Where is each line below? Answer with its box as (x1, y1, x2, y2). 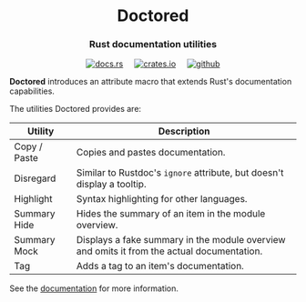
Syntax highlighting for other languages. (76, 193, 248, 206)
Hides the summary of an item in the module (76, 207, 266, 220)
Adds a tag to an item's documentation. (76, 260, 244, 273)
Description (158, 125, 210, 137)
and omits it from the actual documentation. (76, 245, 263, 257)
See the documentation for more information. (9, 283, 179, 294)
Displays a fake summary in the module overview (76, 234, 286, 247)
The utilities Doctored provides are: (9, 104, 142, 115)
